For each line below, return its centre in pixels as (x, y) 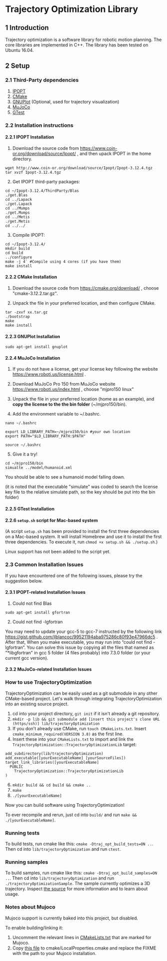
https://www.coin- (99, 148)
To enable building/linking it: (34, 928)
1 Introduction (27, 28)
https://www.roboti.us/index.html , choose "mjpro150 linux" (73, 389)
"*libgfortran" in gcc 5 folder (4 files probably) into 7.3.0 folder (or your (78, 652)
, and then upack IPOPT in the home (114, 153)
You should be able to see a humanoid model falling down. (65, 477)
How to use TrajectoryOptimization (49, 682)
